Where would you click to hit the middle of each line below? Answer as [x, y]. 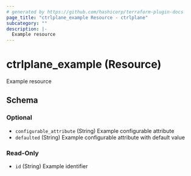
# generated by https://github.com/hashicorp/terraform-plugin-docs [95, 12]
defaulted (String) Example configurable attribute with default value [100, 137]
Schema [22, 100]
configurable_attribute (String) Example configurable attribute [95, 130]
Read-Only [23, 153]
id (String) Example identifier [51, 166]
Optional [19, 118]
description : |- [27, 29]
